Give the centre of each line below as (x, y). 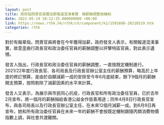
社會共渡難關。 (46, 118)
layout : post (18, 9)
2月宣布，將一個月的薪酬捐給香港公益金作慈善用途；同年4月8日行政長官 (78, 99)
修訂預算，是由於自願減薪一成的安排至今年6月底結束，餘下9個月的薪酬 (85, 77)
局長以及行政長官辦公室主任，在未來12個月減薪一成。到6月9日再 (91, 106)
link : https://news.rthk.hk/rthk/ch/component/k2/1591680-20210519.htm (79, 23)
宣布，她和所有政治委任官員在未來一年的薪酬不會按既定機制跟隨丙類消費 (78, 111)
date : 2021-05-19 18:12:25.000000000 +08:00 (51, 18)
